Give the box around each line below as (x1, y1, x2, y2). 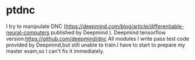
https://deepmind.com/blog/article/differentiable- (65, 23, 184, 30)
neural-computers (6, 29, 50, 36)
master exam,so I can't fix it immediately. (6, 47, 105, 54)
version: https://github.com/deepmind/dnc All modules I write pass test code (6, 35, 190, 42)
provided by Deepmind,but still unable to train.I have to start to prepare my (6, 41, 186, 48)
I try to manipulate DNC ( (6, 23, 66, 30)
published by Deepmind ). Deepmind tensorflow (50, 29, 166, 36)
